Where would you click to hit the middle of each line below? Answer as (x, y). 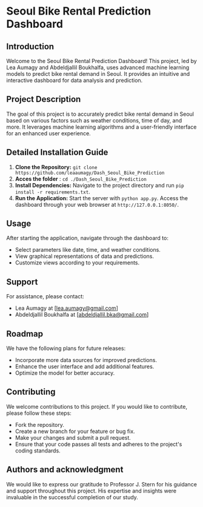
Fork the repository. (40, 425)
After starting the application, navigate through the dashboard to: (87, 238)
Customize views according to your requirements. (77, 263)
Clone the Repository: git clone (56, 167)
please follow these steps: (39, 413)
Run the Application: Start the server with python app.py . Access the (101, 198)
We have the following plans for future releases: (66, 348)
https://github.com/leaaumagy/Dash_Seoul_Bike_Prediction (90, 173)
